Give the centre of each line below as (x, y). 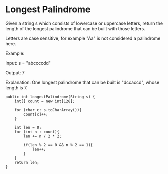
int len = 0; (28, 127)
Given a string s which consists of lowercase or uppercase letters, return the (84, 23)
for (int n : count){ (37, 132)
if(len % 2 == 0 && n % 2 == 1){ (58, 145)
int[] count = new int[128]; (45, 101)
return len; (27, 162)
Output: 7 (15, 72)
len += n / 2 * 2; (42, 136)
